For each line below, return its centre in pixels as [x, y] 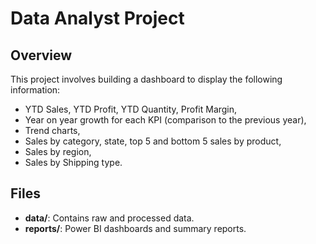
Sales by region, [58, 151]
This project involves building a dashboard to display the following [146, 79]
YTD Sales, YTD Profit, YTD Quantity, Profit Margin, [131, 109]
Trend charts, [52, 130]
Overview [41, 55]
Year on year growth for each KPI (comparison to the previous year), [165, 120]
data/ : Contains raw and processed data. [109, 218]
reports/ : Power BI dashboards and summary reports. [135, 228]
